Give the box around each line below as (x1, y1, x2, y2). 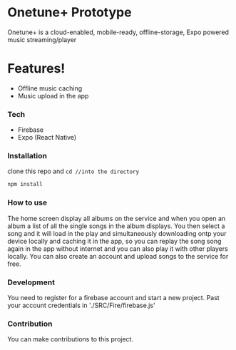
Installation (7, 151, 48, 161)
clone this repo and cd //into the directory (7, 167, 140, 175)
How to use (7, 197, 48, 207)
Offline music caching (17, 83, 83, 93)
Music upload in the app (17, 91, 89, 100)
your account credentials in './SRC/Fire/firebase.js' (7, 301, 155, 309)
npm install (7, 181, 43, 188)
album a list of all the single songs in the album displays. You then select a (7, 222, 225, 230)
